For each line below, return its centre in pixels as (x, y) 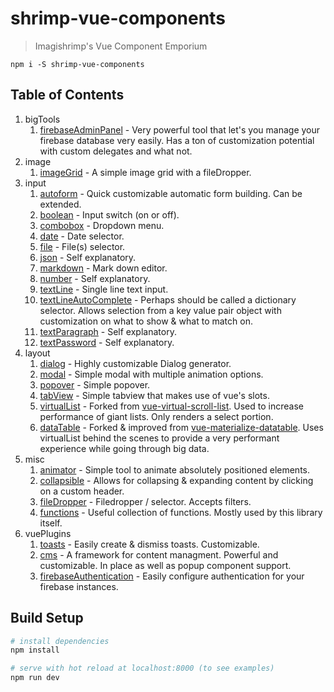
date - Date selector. (82, 236)
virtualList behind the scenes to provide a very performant (159, 438)
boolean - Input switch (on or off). (109, 214)
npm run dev (35, 678)
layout (37, 353)
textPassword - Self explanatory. (107, 342)
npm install (35, 650)
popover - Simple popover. (95, 384)
